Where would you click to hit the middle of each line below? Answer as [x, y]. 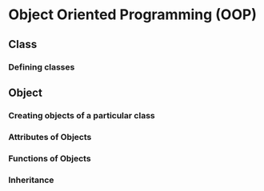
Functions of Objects [50, 158]
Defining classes [42, 67]
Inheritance [31, 180]
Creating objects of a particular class [82, 115]
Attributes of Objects [50, 137]
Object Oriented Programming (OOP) [133, 15]
